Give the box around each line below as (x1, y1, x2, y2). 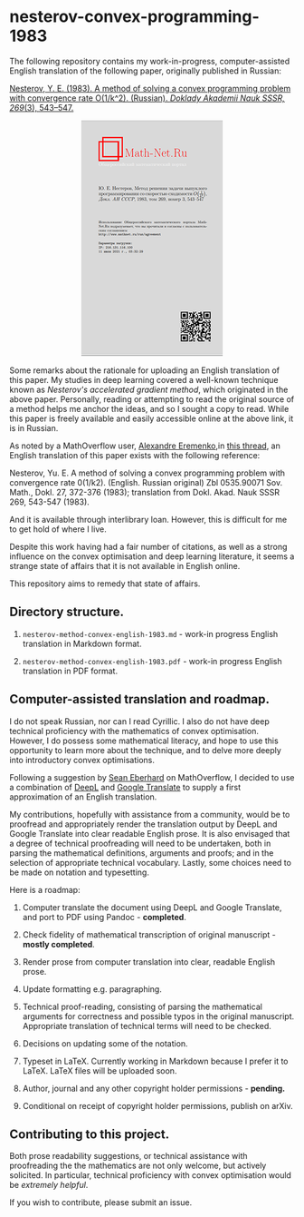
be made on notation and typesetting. (9, 867, 149, 878)
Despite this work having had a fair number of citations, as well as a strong (9, 541, 288, 552)
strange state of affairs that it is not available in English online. (9, 560, 241, 571)
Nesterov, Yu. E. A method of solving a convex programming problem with (9, 467, 286, 478)
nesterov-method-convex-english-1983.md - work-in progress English (22, 628, 279, 639)
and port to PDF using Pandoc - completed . (22, 911, 187, 922)
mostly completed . (22, 938, 95, 949)
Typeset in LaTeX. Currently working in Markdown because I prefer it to (22, 1055, 289, 1066)
